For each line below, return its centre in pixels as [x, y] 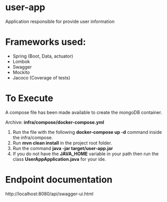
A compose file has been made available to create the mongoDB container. [84, 112]
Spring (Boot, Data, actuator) [43, 56]
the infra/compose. [33, 137]
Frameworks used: [46, 42]
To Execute [29, 98]
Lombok [21, 61]
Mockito [21, 72]
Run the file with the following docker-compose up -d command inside [87, 132]
